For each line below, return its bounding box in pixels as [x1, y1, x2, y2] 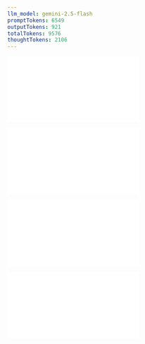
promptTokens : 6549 [7, 17, 65, 24]
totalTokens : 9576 [7, 30, 61, 37]
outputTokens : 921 [7, 23, 61, 30]
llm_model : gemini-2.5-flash [7, 10, 93, 18]
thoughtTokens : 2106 [7, 37, 68, 44]
